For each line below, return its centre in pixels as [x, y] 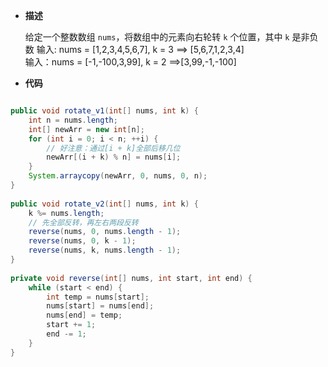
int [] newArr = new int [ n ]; [86, 129]
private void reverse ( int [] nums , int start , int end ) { [131, 278]
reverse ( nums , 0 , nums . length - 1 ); [105, 232]
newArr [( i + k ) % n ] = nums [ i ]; [114, 157]
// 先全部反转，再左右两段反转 [83, 222]
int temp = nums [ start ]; [98, 297]
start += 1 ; [71, 325]
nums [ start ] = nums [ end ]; [100, 306]
